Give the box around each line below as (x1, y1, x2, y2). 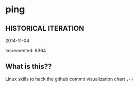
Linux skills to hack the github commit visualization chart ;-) (5, 76, 134, 82)
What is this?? (5, 62, 52, 71)
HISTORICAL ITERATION (5, 24, 84, 33)
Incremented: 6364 (5, 48, 46, 53)
